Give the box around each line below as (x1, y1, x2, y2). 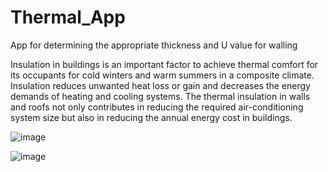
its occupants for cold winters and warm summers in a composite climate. (10, 69, 315, 81)
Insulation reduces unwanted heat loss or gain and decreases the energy (10, 79, 311, 91)
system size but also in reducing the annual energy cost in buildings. (10, 111, 293, 123)
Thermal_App (10, 6, 126, 29)
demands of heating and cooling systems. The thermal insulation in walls (10, 90, 311, 102)
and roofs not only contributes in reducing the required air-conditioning (10, 101, 304, 113)
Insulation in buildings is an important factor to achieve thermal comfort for (10, 58, 319, 70)
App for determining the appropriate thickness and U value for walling (10, 39, 298, 51)
